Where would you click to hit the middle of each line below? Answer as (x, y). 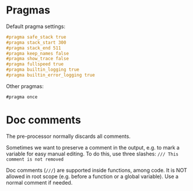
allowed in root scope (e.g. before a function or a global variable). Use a (92, 176)
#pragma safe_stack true (36, 37)
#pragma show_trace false (37, 59)
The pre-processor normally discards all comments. (69, 136)
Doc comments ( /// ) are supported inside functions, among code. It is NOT (97, 170)
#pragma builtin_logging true (43, 70)
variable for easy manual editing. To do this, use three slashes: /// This (92, 154)
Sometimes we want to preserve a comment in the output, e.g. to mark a (93, 147)
